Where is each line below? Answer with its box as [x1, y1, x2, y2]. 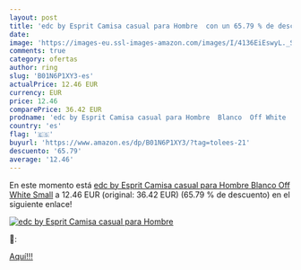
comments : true [9, 47, 66, 56]
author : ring [9, 64, 58, 73]
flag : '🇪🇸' [9, 130, 54, 139]
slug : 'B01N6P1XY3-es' [9, 72, 94, 81]
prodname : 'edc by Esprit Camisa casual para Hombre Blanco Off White [9, 113, 287, 122]
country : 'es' [9, 122, 63, 131]
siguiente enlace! [9, 198, 73, 209]
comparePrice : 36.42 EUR [9, 105, 102, 114]
